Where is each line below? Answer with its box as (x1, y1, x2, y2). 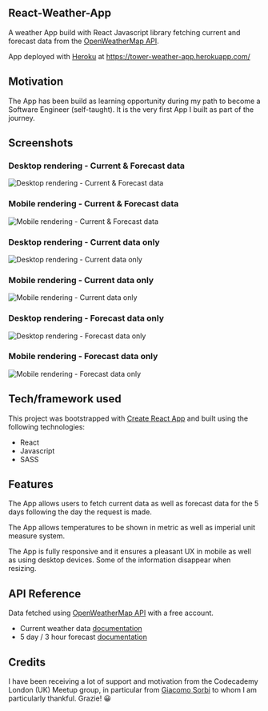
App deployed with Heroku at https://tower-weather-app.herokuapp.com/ (8, 51, 250, 61)
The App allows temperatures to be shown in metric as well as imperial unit (8, 523, 256, 533)
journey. (8, 113, 35, 122)
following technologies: (8, 421, 86, 431)
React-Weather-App (8, 6, 112, 20)
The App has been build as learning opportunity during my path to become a (8, 96, 261, 106)
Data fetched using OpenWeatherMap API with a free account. (8, 608, 214, 618)
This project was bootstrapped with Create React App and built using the (8, 413, 249, 423)
